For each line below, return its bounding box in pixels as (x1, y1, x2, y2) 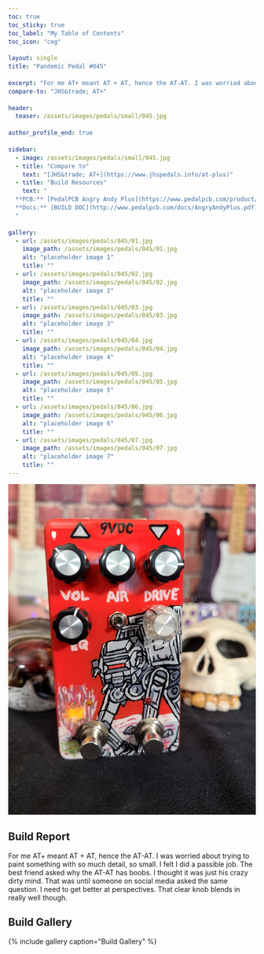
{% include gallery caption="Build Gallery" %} (8, 937, 157, 946)
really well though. (8, 893, 68, 902)
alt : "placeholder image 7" (22, 453, 114, 460)
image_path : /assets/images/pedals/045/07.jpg (22, 445, 178, 453)
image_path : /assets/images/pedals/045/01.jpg (22, 245, 178, 253)
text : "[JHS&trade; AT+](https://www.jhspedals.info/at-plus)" (22, 170, 234, 179)
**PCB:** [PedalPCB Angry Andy (15, 195, 118, 204)
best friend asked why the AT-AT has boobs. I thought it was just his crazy (8, 867, 249, 877)
